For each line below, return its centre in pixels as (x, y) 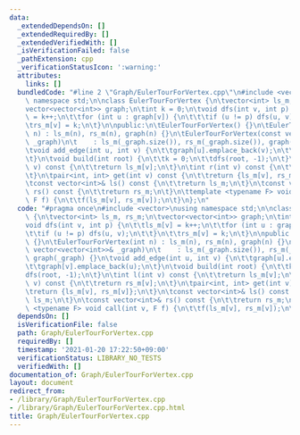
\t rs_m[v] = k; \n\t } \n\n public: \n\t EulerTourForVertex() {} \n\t (147, 126)
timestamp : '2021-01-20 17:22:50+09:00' (93, 349)
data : (19, 17)
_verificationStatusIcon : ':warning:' (90, 68)
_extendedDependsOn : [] (61, 26)
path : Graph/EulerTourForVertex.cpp (85, 333)
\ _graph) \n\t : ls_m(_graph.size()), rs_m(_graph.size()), (146, 142)
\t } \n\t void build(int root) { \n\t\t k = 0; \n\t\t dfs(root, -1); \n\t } (158, 159)
